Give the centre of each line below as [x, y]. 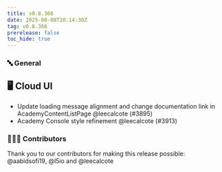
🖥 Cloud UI [30, 86]
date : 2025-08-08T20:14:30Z [47, 20]
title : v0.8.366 [30, 13]
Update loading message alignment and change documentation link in [116, 106]
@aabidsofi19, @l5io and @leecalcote [60, 161]
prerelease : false [33, 33]
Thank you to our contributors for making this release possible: [96, 154]
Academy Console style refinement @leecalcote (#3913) [97, 120]
